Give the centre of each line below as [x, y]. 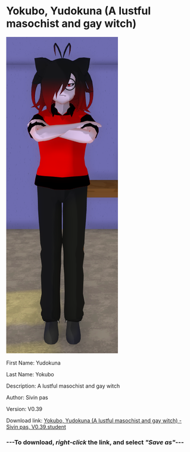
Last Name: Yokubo [30, 374]
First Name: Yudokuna [33, 363]
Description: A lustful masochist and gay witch [63, 386]
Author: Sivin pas [27, 397]
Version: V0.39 [24, 409]
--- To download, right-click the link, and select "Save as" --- [95, 442]
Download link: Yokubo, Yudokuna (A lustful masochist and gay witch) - [94, 420]
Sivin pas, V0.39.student [36, 426]
